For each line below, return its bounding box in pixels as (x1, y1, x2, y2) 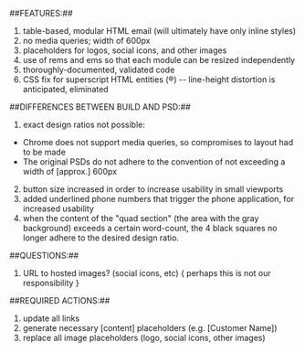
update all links (22, 313, 80, 324)
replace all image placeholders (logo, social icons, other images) (22, 333, 267, 343)
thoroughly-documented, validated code (22, 64, 175, 75)
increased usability (22, 203, 94, 214)
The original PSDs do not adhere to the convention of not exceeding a (22, 156, 286, 167)
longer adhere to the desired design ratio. (22, 232, 180, 243)
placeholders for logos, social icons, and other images (22, 45, 227, 56)
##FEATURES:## (9, 8, 73, 18)
